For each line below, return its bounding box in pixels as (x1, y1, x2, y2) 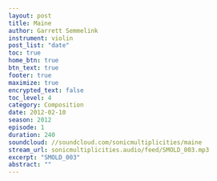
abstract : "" (8, 161, 52, 169)
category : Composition (8, 101, 84, 109)
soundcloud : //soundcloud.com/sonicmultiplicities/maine (8, 138, 203, 147)
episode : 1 (8, 123, 45, 131)
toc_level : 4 (8, 94, 52, 102)
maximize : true (8, 78, 59, 86)
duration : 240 (8, 131, 56, 139)
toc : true (8, 49, 42, 57)
